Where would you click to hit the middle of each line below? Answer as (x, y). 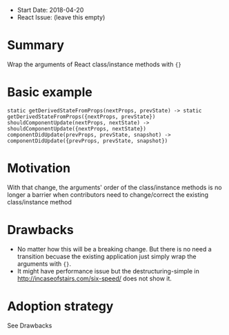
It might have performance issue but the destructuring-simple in (108, 271)
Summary (36, 45)
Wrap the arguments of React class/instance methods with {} (94, 64)
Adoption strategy (60, 306)
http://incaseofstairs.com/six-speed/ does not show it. (94, 278)
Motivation (39, 168)
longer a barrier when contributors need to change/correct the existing (108, 194)
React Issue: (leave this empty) (61, 17)
